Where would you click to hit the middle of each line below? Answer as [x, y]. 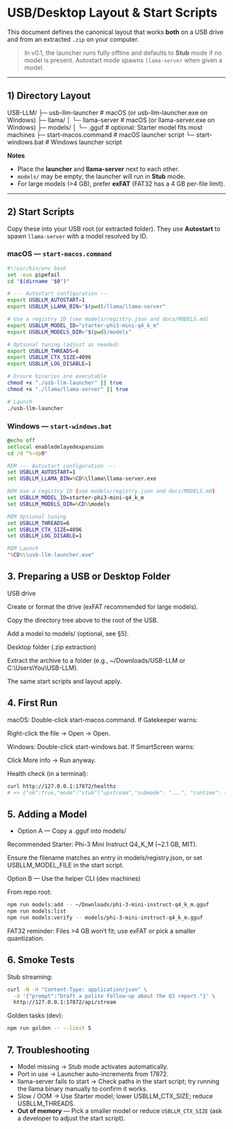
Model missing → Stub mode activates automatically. [93, 1067]
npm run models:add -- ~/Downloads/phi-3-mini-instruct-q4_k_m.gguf [108, 905]
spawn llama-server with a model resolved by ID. [77, 236]
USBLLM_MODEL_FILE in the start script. [66, 865]
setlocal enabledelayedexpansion [55, 447]
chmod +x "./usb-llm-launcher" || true [65, 383]
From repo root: [29, 892]
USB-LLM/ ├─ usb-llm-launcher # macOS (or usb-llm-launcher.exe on [107, 112]
